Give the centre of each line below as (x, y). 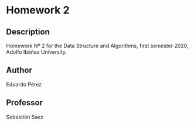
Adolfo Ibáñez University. (37, 52)
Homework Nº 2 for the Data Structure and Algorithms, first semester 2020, (97, 46)
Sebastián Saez (25, 117)
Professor (24, 103)
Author (19, 70)
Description (28, 32)
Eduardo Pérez (24, 84)
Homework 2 (38, 10)
